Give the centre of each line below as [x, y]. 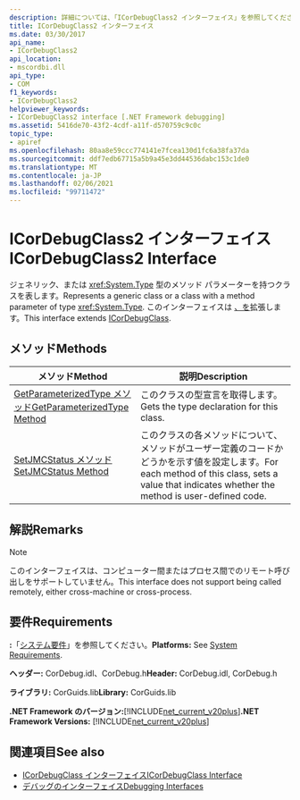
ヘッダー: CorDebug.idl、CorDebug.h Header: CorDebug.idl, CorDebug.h [143, 674]
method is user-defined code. [203, 495]
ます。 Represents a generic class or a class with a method [147, 295]
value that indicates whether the [207, 484]
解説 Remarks [46, 530]
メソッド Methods [58, 349]
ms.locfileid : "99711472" [57, 192]
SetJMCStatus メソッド [63, 459]
